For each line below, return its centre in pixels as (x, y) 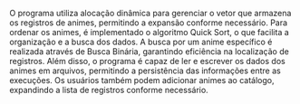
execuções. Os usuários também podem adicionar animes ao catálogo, (142, 80)
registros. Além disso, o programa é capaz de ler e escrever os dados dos (147, 61)
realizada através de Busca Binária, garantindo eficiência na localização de (150, 52)
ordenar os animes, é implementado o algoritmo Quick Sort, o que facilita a (150, 32)
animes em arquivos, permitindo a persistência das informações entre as (145, 71)
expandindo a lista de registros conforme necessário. (109, 90)
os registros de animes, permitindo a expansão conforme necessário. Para (149, 23)
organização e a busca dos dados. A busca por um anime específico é (141, 42)
